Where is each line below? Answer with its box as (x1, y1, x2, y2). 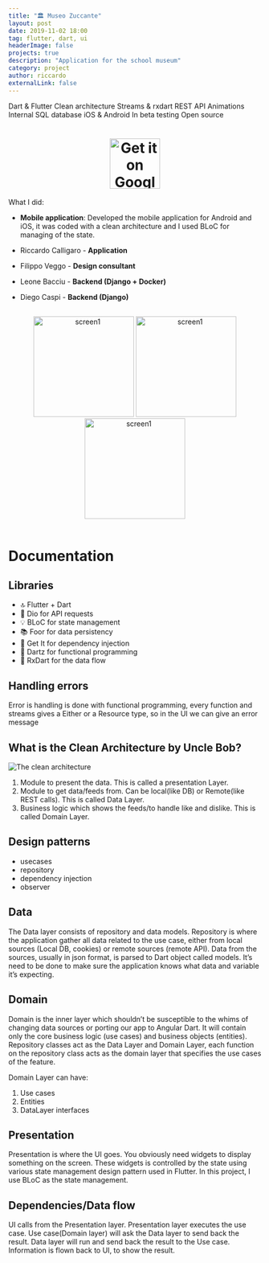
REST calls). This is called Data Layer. (19, 795, 145, 805)
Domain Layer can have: (8, 1072, 88, 1082)
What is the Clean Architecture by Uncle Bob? (8, 740, 243, 754)
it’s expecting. (8, 970, 55, 979)
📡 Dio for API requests (19, 609, 94, 619)
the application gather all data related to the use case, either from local (8, 935, 243, 945)
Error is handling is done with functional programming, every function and (8, 700, 253, 710)
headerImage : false (8, 42, 74, 50)
